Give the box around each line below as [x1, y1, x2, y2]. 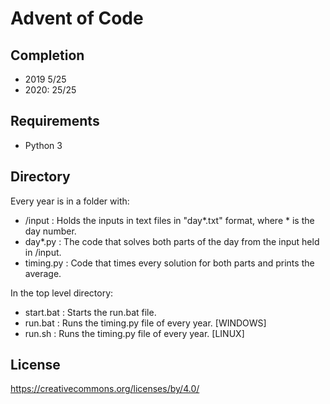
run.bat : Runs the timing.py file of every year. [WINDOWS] [24, 317, 267, 329]
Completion [10, 47, 85, 64]
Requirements [10, 113, 100, 130]
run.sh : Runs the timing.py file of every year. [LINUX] [24, 327, 245, 339]
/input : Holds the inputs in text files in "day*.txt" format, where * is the [24, 214, 315, 226]
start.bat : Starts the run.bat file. [24, 306, 157, 318]
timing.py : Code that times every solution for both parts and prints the [24, 257, 315, 269]
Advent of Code [10, 7, 144, 30]
